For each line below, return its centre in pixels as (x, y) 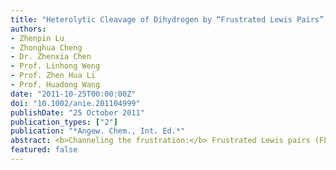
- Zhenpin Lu (37, 38)
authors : (28, 29)
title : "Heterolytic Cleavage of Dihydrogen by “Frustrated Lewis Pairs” (167, 19)
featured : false (44, 150)
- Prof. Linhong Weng (55, 66)
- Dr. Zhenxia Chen (51, 57)
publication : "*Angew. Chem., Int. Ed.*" (98, 131)
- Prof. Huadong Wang (55, 85)
